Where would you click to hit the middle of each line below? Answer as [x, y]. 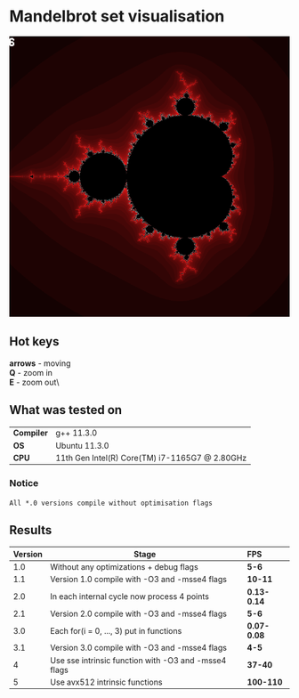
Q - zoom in [31, 372]
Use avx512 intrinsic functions [106, 682]
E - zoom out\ [34, 382]
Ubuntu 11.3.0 [82, 445]
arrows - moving [40, 363]
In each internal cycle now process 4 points [129, 597]
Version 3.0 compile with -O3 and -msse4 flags [138, 648]
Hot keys [34, 341]
